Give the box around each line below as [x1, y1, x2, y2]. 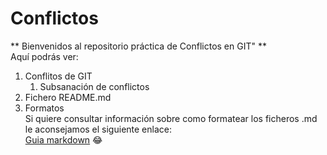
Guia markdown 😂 [24, 133, 103, 146]
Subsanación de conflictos [39, 80, 150, 92]
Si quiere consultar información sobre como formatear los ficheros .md [24, 112, 318, 124]
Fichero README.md [24, 91, 112, 103]
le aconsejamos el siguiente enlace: [24, 123, 172, 135]
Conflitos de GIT [24, 70, 93, 82]
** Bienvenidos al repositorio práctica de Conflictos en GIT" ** [10, 40, 267, 52]
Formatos [24, 102, 65, 114]
